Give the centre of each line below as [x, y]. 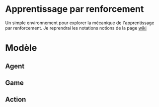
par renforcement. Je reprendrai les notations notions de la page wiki [76, 28]
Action [16, 100]
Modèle [21, 48]
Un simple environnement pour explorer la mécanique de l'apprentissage [80, 23]
